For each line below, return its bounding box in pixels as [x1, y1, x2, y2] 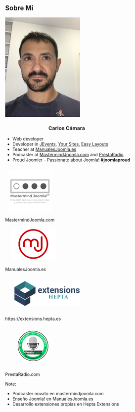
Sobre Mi [5, 4, 34, 12]
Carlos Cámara [48, 125, 85, 132]
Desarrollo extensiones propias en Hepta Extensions [12, 401, 120, 407]
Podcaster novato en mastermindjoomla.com [12, 391, 104, 397]
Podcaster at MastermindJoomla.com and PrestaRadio [12, 152, 124, 158]
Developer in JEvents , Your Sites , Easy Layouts [12, 141, 108, 147]
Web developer [12, 136, 44, 142]
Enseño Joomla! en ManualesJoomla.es [12, 396, 94, 402]
